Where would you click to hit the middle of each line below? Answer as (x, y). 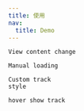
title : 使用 (27, 15)
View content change (42, 52)
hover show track (37, 101)
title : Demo (35, 30)
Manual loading (33, 66)
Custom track (30, 80)
